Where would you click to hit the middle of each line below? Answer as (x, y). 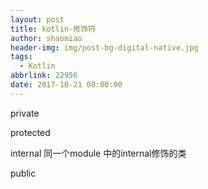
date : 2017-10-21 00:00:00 (66, 85)
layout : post (37, 19)
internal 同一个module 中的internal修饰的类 (98, 153)
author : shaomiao (46, 38)
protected (30, 132)
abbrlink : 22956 (44, 76)
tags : (21, 57)
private (25, 113)
